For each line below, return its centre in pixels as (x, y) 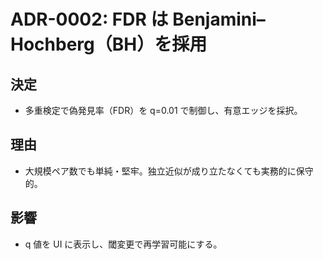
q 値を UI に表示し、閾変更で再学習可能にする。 (123, 244)
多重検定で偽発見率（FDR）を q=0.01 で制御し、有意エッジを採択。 (163, 110)
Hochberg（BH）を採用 (109, 44)
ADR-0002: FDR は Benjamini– (138, 19)
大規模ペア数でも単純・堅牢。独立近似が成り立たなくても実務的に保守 (169, 171)
